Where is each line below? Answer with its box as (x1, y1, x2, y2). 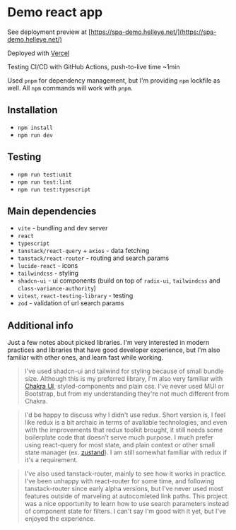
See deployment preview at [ (7, 28, 91, 36)
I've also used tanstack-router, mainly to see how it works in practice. (24, 469, 228, 478)
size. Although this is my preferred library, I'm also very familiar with (24, 375, 223, 383)
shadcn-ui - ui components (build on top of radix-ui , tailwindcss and (17, 276, 220, 285)
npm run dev (17, 131, 53, 139)
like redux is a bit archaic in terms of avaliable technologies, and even (24, 418, 228, 427)
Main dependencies (7, 205, 97, 217)
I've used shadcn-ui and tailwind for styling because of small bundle (24, 367, 224, 375)
